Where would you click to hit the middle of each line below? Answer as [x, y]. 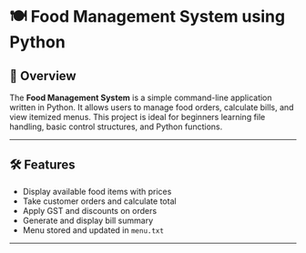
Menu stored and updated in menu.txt [93, 230]
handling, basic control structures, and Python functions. [116, 126]
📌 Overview [43, 76]
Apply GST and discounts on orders [90, 210]
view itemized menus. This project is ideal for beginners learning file [138, 117]
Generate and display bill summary [88, 220]
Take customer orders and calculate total [99, 201]
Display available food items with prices [97, 191]
